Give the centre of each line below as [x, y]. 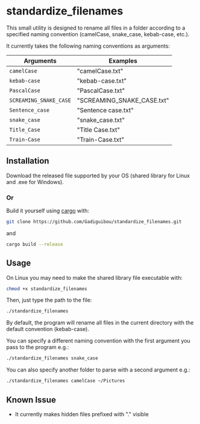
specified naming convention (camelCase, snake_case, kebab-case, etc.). [98, 34]
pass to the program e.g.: [38, 347]
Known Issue [31, 400]
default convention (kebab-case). [48, 329]
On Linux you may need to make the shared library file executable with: [94, 277]
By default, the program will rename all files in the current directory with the [100, 323]
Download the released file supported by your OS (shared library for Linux [98, 176]
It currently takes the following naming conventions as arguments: [88, 46]
